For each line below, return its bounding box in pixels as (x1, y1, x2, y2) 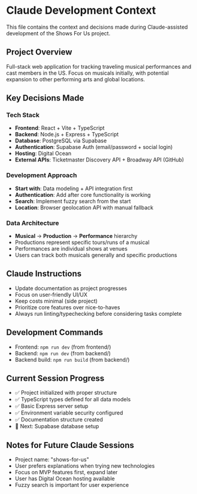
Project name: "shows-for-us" (14, 456, 89, 463)
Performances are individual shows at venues (14, 245, 128, 252)
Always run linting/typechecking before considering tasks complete (14, 310, 182, 317)
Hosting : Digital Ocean (14, 150, 72, 157)
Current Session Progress (6, 373, 105, 383)
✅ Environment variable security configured (14, 409, 123, 416)
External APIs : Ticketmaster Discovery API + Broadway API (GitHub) (14, 156, 184, 163)
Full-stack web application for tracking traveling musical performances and (6, 63, 192, 70)
